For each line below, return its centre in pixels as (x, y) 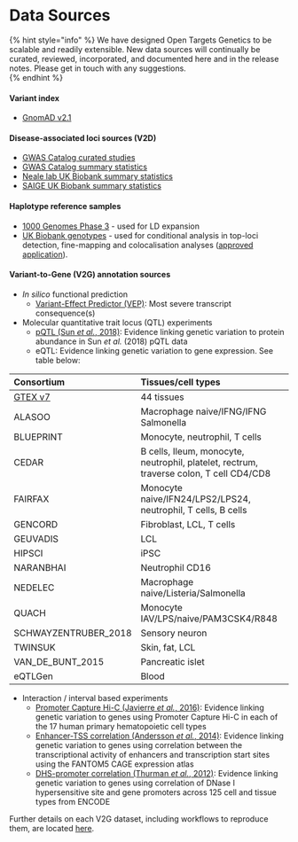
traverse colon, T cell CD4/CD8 (206, 473)
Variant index (35, 97)
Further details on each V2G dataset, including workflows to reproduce (139, 819)
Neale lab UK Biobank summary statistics (97, 176)
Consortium (39, 382)
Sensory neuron (174, 633)
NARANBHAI (40, 567)
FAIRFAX (31, 499)
